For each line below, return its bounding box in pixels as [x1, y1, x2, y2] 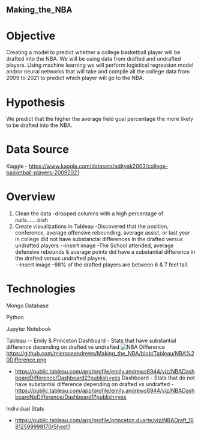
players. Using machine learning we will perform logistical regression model [6, 61, 194, 69]
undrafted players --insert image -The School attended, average [14, 242, 174, 249]
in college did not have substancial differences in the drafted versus [14, 236, 183, 243]
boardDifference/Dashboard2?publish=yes [14, 374, 121, 381]
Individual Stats [6, 405, 44, 413]
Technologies [6, 282, 76, 296]
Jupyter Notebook [6, 325, 52, 333]
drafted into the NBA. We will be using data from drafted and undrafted [6, 55, 181, 63]
